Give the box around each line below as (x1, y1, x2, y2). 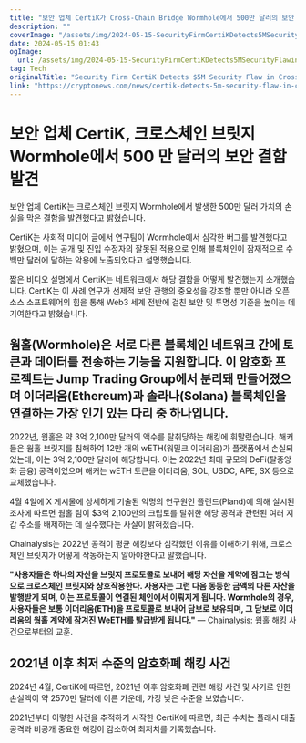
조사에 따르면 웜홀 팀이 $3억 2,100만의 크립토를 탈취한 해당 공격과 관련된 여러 (9, 508, 285, 519)
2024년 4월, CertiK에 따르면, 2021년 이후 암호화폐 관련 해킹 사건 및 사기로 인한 (9, 681, 291, 693)
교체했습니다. (9, 477, 56, 488)
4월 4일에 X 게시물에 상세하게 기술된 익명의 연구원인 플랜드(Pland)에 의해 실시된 (9, 496, 295, 507)
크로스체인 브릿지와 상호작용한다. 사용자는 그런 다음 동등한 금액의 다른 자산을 (25, 581, 296, 592)
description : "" (9, 22, 71, 31)
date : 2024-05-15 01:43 (9, 38, 100, 48)
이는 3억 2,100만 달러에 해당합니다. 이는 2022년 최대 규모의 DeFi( (36, 454, 270, 465)
